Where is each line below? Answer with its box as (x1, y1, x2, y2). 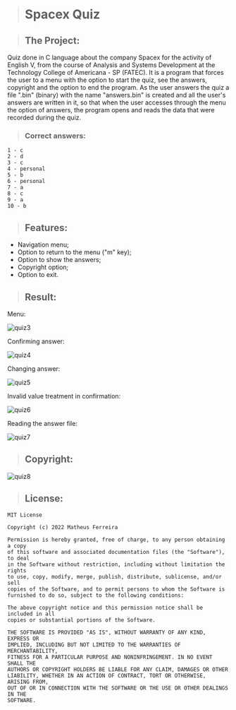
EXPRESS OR (7, 635, 39, 642)
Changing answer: (7, 364, 61, 373)
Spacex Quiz (24, 6, 101, 23)
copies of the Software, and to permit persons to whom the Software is (7, 586, 225, 593)
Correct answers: (24, 131, 86, 141)
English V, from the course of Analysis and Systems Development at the (7, 61, 216, 69)
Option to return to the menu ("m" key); (17, 248, 132, 256)
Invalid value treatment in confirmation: (7, 391, 121, 400)
